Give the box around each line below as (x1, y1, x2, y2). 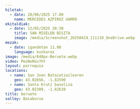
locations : (5, 68, 28, 73)
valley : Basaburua (5, 96, 43, 101)
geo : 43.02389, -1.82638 (14, 86, 66, 92)
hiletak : (5, 7, 23, 13)
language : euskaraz (14, 49, 55, 54)
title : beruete (5, 91, 37, 96)
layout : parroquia (5, 63, 43, 68)
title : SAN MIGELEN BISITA (14, 31, 70, 36)
